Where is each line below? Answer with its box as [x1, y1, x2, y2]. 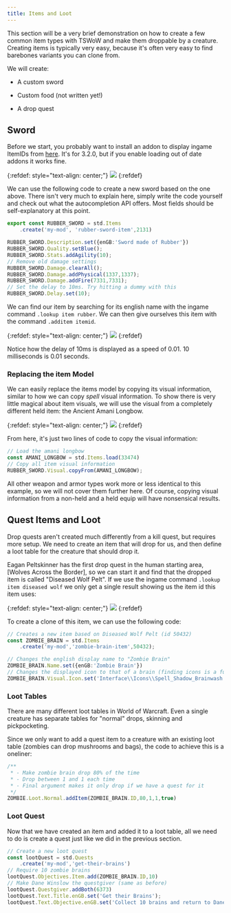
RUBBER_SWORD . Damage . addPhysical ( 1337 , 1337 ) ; [7, 271, 140, 278]
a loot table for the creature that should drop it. [7, 547, 140, 555]
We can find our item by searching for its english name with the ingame [7, 302, 209, 311]
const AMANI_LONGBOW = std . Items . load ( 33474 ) [7, 454, 140, 462]
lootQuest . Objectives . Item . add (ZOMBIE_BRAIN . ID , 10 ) [7, 873, 158, 881]
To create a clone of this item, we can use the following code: [7, 617, 181, 626]
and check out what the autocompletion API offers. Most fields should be [7, 199, 214, 207]
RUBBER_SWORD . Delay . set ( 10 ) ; [7, 290, 91, 297]
